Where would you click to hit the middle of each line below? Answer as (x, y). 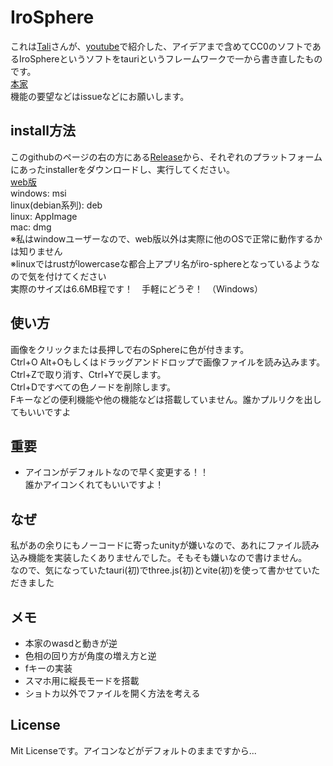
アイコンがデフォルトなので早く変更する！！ (117, 472)
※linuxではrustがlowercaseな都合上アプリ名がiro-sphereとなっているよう (161, 263)
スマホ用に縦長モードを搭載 (82, 680)
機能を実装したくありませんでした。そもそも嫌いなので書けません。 (167, 558)
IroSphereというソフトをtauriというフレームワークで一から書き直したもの (170, 58)
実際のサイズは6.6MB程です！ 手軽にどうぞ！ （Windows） (136, 288)
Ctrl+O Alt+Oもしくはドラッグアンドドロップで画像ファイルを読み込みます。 (168, 362)
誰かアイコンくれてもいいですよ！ (94, 485)
